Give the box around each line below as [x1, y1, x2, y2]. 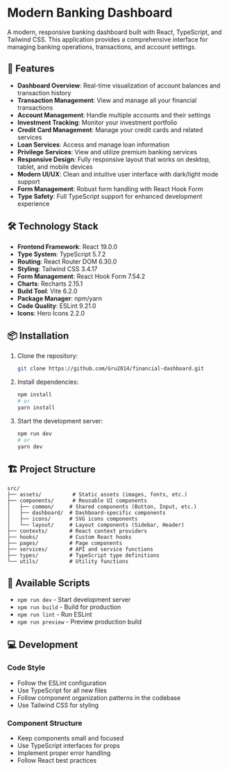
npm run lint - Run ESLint [17, 610, 92, 619]
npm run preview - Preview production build [17, 617, 142, 626]
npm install [17, 391, 52, 398]
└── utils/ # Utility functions [7, 558, 129, 565]
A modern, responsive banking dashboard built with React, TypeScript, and [7, 28, 222, 36]
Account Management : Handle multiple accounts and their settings [17, 111, 211, 119]
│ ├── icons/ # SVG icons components [7, 516, 138, 523]
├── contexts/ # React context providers [7, 528, 148, 535]
